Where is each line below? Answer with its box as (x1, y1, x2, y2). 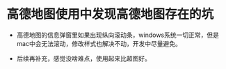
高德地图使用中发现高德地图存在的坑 (6, 6, 214, 22)
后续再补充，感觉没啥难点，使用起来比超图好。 (16, 54, 151, 63)
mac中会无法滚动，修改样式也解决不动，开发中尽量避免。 (16, 39, 181, 47)
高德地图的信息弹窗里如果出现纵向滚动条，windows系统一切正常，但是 (16, 31, 220, 39)
